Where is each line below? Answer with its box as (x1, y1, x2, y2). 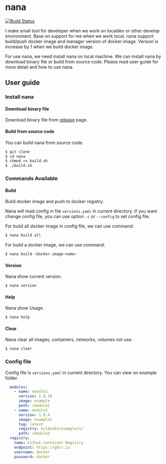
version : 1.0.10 (18, 394, 52, 399)
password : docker (14, 454, 50, 459)
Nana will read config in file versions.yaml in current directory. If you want (5, 208, 158, 214)
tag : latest (18, 421, 43, 426)
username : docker (14, 449, 50, 454)
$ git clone (5, 149, 30, 154)
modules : (9, 384, 28, 389)
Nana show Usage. (5, 305, 44, 311)
